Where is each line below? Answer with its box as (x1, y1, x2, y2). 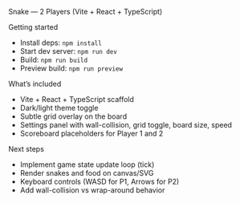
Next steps (8, 144, 44, 153)
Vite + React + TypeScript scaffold (19, 95, 135, 104)
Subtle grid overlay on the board (19, 112, 127, 121)
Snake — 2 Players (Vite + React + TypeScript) (8, 7, 163, 16)
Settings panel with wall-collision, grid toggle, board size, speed (19, 120, 233, 129)
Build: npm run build (19, 55, 88, 64)
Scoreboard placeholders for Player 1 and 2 (19, 128, 164, 138)
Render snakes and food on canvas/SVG (19, 168, 154, 177)
